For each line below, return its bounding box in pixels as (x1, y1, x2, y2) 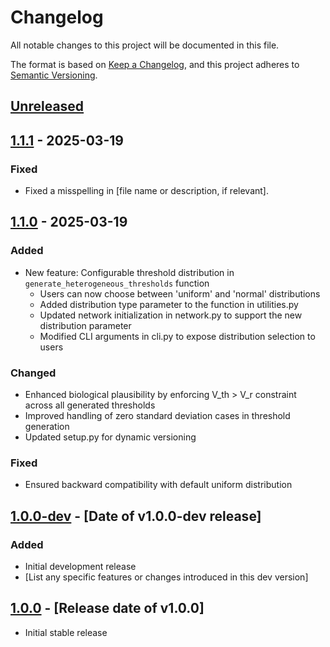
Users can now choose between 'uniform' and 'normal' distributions (39, 287, 321, 300)
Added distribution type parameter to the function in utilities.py (39, 298, 299, 310)
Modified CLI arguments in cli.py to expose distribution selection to (39, 330, 316, 342)
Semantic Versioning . (10, 69, 98, 81)
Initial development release (24, 560, 137, 572)
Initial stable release (24, 626, 108, 638)
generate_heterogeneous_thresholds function (24, 277, 210, 289)
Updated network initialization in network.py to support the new (39, 309, 303, 321)
